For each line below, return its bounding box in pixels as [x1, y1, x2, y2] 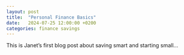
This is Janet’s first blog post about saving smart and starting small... [6, 42, 179, 49]
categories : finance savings [6, 25, 80, 32]
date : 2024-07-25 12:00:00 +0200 [6, 20, 97, 26]
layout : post [6, 8, 39, 15]
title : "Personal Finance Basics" [6, 14, 97, 20]
